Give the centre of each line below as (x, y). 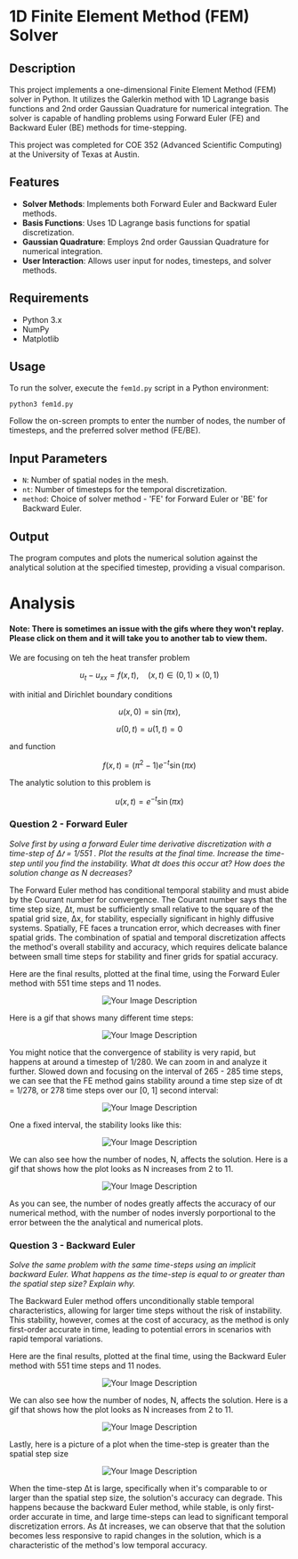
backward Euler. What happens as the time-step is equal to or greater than (147, 1274)
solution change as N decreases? (71, 872)
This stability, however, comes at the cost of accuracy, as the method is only (149, 1320)
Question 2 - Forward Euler (68, 824)
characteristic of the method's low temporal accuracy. (108, 1546)
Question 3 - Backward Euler (72, 1245)
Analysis (42, 603)
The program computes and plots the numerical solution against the (133, 558)
